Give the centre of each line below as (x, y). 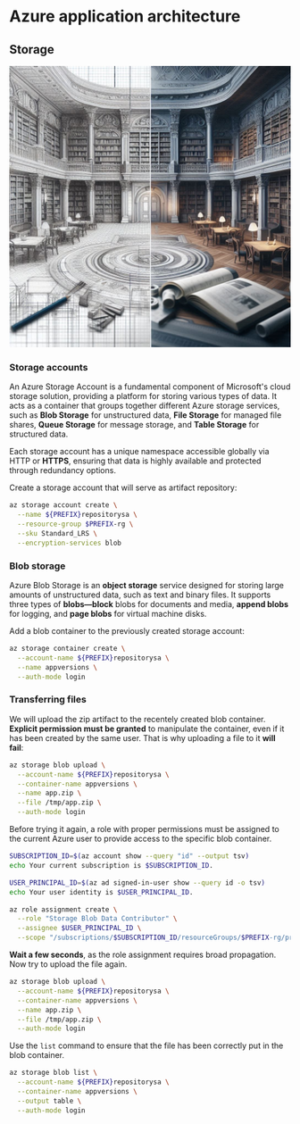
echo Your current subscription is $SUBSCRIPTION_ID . (112, 865)
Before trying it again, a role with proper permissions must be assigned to (144, 829)
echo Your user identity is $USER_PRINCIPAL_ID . (101, 892)
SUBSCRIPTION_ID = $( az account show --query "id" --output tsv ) (129, 856)
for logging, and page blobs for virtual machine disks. (108, 613)
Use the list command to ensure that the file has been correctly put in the (146, 1045)
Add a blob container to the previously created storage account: (127, 630)
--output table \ (50, 1101)
